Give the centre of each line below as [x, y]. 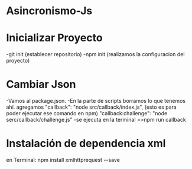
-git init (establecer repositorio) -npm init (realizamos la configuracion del [95, 54]
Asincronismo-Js [49, 11]
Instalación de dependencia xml [86, 144]
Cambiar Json [41, 84]
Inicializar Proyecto [54, 38]
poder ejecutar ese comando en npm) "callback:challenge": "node [87, 113]
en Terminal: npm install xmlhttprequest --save [63, 160]
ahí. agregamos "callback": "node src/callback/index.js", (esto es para [92, 107]
